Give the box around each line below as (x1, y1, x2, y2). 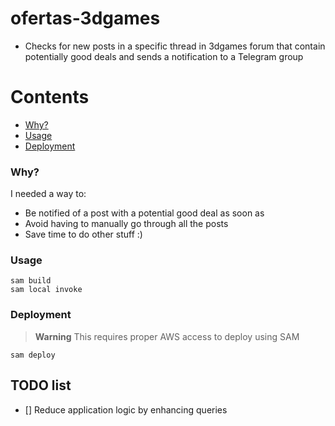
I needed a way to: (10, 188, 87, 200)
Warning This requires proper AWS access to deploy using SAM (34, 330, 300, 342)
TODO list (10, 377, 72, 394)
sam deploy (10, 350, 56, 360)
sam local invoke (10, 285, 83, 295)
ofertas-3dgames (10, 7, 161, 30)
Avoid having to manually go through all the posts (24, 218, 229, 230)
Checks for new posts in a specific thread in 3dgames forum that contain (24, 40, 326, 52)
